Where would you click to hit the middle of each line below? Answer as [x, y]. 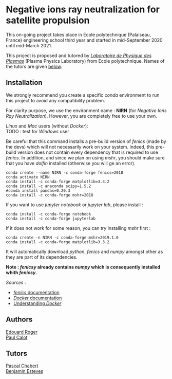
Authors [19, 320]
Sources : [16, 282]
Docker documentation [37, 298]
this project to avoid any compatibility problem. [55, 100]
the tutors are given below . [34, 66]
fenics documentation [36, 292]
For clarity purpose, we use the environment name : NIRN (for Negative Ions [86, 110]
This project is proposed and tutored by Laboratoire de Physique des [79, 56]
